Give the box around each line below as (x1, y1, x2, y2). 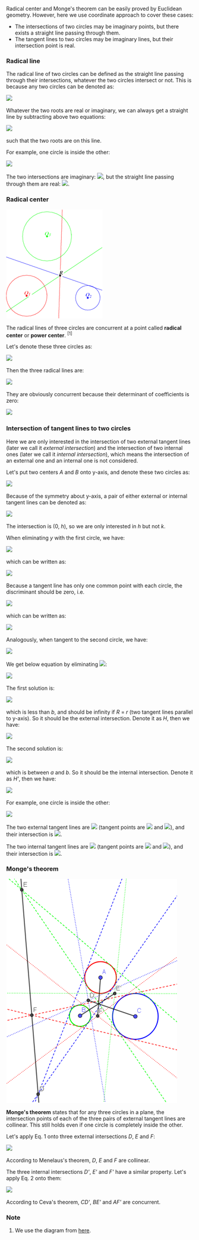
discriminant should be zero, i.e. (6, 588, 85, 596)
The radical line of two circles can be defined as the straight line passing (6, 70, 184, 78)
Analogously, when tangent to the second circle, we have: (6, 636, 148, 643)
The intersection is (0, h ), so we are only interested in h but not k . (6, 522, 166, 530)
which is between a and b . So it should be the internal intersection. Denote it (6, 769, 193, 776)
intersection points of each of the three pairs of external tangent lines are (6, 1115, 185, 1122)
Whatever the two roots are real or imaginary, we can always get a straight (6, 107, 188, 114)
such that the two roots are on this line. (6, 137, 102, 144)
